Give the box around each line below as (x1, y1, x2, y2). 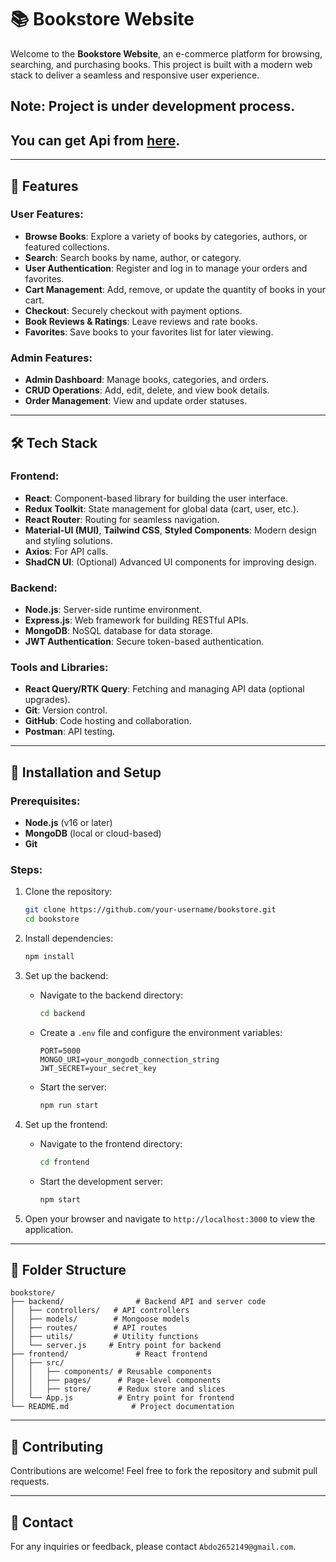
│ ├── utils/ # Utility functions (10, 1332, 199, 1342)
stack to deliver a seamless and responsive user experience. (10, 69, 260, 81)
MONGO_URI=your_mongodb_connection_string (39, 1054, 220, 1065)
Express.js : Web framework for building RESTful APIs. (24, 614, 249, 626)
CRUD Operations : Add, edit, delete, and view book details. (24, 384, 270, 396)
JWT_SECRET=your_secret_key (39, 1063, 157, 1073)
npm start (39, 1194, 82, 1205)
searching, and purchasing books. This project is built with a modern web (10, 58, 313, 70)
